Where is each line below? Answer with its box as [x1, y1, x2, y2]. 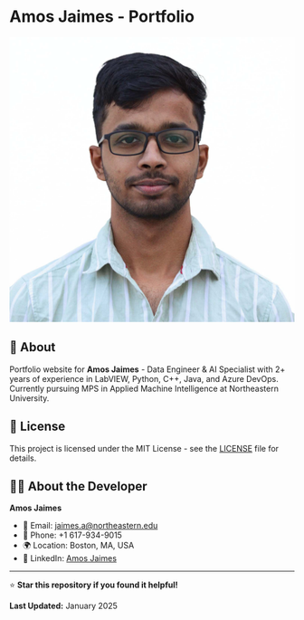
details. [9, 453, 37, 463]
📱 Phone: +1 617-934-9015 [22, 529, 122, 540]
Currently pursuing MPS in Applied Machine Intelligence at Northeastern [9, 383, 279, 394]
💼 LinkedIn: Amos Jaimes [22, 553, 118, 564]
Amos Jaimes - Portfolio [9, 6, 195, 27]
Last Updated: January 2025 [9, 600, 118, 612]
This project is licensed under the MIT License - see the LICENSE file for [9, 443, 279, 453]
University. [9, 392, 50, 404]
